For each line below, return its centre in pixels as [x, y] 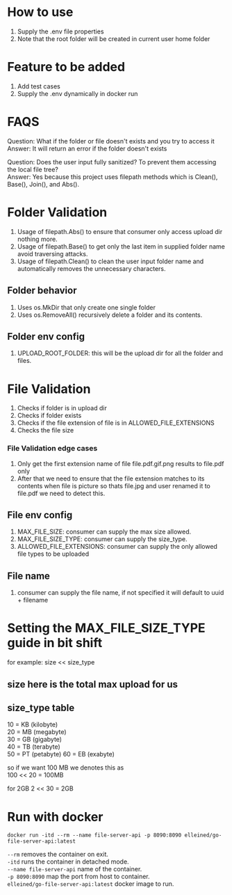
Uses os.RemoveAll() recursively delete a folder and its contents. [110, 315]
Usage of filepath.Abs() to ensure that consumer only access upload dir [120, 231]
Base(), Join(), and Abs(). [43, 184]
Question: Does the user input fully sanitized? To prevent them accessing [112, 162]
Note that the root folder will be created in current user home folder [114, 38]
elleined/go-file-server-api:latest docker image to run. [91, 884]
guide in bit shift [55, 643]
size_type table [41, 708]
